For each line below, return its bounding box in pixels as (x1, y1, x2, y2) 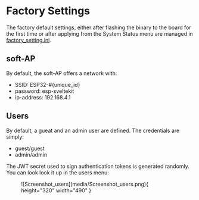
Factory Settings (6, 4, 91, 18)
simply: (6, 133, 24, 140)
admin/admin (14, 151, 48, 158)
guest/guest (14, 145, 45, 152)
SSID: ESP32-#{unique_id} (14, 81, 80, 88)
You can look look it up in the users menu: (6, 168, 109, 176)
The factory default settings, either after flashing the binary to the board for (6, 24, 192, 31)
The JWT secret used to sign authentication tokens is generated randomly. (6, 162, 189, 170)
